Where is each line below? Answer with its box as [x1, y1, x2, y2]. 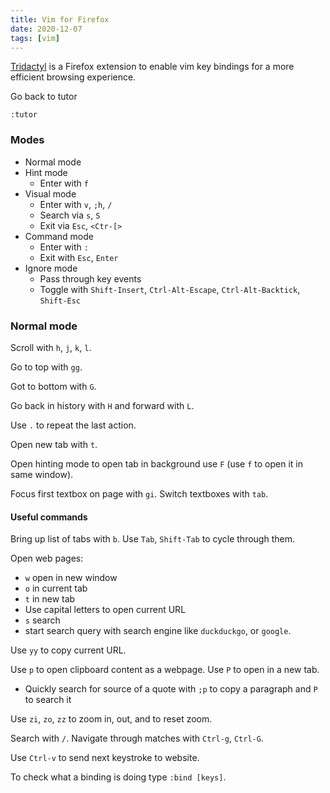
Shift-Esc [39, 296, 82, 306]
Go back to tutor [10, 91, 78, 103]
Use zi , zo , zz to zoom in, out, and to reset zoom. [10, 713, 213, 725]
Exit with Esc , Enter [39, 251, 119, 263]
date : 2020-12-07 [10, 24, 83, 34]
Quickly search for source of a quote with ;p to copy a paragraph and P [24, 683, 318, 695]
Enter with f [39, 177, 89, 189]
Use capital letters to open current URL [24, 604, 187, 616]
